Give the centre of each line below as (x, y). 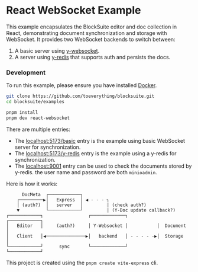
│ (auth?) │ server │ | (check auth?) (82, 205)
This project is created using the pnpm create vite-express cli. (82, 263)
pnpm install (22, 112)
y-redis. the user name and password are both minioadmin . (86, 172)
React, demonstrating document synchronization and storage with (87, 33)
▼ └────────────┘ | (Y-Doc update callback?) (96, 210)
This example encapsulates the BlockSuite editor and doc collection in (92, 27)
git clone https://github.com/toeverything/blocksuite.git (80, 96)
